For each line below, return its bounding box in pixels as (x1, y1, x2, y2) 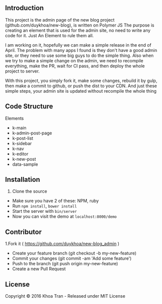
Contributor (5, 228, 42, 236)
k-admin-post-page (12, 130, 53, 136)
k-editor (12, 151, 28, 156)
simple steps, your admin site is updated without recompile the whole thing (5, 88, 157, 94)
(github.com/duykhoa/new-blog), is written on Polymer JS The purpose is (5, 22, 155, 28)
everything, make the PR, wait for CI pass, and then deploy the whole (5, 63, 145, 69)
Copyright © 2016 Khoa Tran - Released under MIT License (5, 293, 126, 299)
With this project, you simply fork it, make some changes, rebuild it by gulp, (5, 77, 158, 83)
